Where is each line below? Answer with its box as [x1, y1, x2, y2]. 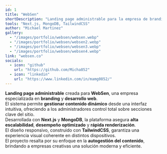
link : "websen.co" [5, 53, 43, 59]
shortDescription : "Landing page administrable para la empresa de [5, 16, 148, 21]
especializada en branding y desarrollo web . [5, 95, 98, 101]
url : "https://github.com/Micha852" [14, 68, 90, 73]
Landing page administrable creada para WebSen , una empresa [5, 90, 138, 96]
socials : [5, 58, 23, 63]
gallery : [5, 30, 23, 35]
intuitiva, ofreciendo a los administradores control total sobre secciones [5, 106, 152, 112]
